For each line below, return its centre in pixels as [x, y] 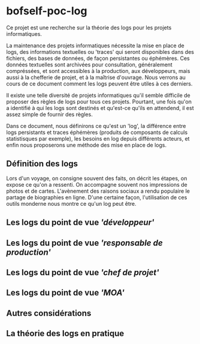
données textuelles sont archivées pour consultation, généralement [89, 65]
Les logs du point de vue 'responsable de [84, 243]
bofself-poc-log [47, 11]
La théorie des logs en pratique [65, 334]
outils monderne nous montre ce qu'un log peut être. [71, 203]
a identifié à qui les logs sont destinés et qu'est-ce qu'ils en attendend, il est [100, 108]
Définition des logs [42, 164]
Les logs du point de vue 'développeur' [80, 223]
